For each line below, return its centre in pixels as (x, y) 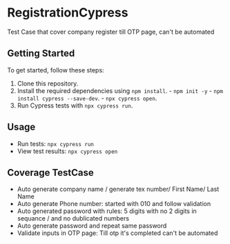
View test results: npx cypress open (67, 151)
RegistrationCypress (68, 13)
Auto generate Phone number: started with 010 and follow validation (114, 204)
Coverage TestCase (51, 173)
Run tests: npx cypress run (56, 143)
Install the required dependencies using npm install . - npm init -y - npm (120, 90)
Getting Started (41, 53)
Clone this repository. (48, 83)
